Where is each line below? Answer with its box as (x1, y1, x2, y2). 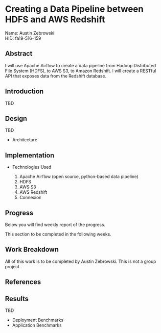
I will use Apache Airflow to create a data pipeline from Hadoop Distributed (5, 62, 156, 68)
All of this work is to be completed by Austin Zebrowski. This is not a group (5, 258, 157, 264)
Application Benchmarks (12, 322, 62, 328)
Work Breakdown (5, 245, 59, 254)
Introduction (5, 87, 44, 96)
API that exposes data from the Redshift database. (5, 73, 107, 79)
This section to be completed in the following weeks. (5, 231, 112, 237)
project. (5, 263, 21, 269)
